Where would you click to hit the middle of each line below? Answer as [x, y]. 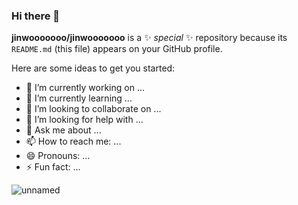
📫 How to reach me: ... [73, 141]
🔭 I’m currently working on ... [85, 88]
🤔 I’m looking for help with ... [84, 120]
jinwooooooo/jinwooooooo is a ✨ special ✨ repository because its [149, 38]
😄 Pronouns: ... [58, 156]
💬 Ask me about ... [63, 130]
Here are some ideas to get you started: [93, 68]
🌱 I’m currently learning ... [79, 98]
